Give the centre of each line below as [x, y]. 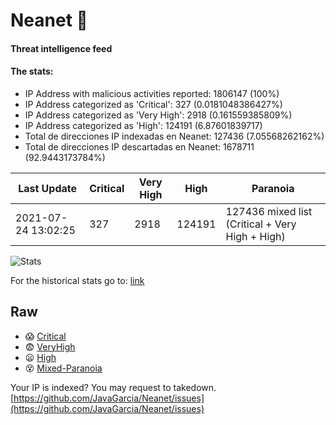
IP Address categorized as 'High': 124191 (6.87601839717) [143, 125]
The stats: [32, 71]
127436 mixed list [269, 211]
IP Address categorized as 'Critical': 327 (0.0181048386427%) [153, 104]
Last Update [48, 188]
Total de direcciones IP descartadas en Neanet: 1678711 [139, 146]
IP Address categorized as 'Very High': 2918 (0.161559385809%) [158, 115]
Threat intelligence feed [61, 48]
